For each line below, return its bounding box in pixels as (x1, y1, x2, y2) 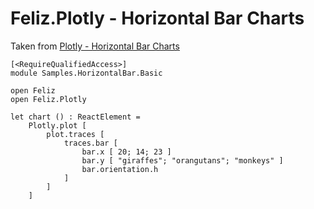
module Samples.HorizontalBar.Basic (10, 68, 163, 78)
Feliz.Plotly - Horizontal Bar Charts (10, 7, 305, 30)
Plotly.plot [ (28, 120, 87, 131)
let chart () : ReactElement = (10, 112, 141, 122)
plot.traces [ (46, 129, 105, 139)
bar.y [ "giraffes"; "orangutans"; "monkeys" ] (81, 155, 284, 166)
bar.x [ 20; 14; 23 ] (81, 147, 172, 157)
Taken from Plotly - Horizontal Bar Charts (10, 40, 180, 52)
